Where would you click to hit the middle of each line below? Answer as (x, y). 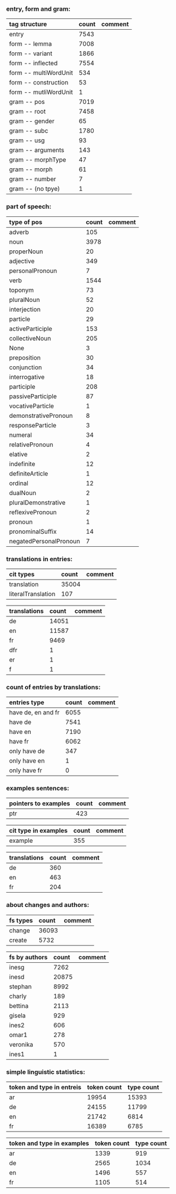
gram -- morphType (38, 160)
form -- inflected (33, 63)
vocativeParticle (32, 406)
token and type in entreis (45, 1088)
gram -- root (28, 112)
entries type (27, 702)
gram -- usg (27, 140)
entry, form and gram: (39, 9)
